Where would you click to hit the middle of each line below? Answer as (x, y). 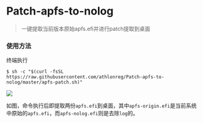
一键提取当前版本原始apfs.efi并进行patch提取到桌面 (86, 28)
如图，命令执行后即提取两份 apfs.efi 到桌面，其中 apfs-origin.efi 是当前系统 (101, 106)
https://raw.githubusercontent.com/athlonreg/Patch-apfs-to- (85, 77)
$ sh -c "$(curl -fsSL (35, 72)
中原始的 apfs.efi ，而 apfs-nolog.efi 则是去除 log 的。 (72, 113)
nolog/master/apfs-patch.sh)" (45, 82)
